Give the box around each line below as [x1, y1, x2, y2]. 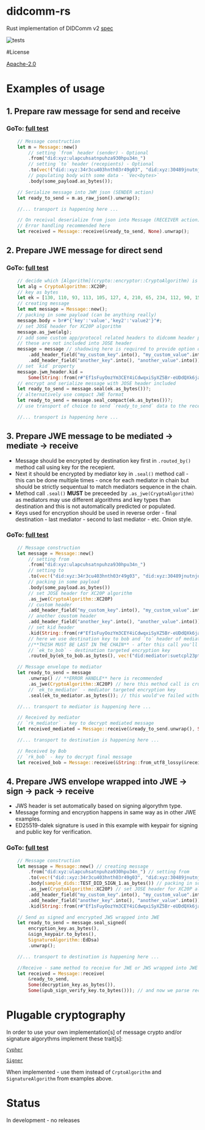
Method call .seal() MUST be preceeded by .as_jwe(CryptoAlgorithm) [15, 489, 195, 497]
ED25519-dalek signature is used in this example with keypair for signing [15, 822, 198, 829]
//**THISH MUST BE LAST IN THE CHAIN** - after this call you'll [28, 642, 198, 648]
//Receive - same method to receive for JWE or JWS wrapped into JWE [17, 965, 198, 971]
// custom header [28, 602, 72, 608]
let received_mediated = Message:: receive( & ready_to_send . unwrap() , [17, 726, 195, 732]
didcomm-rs [6, 4, 71, 18]
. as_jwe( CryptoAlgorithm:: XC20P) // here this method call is [28, 681, 190, 687]
